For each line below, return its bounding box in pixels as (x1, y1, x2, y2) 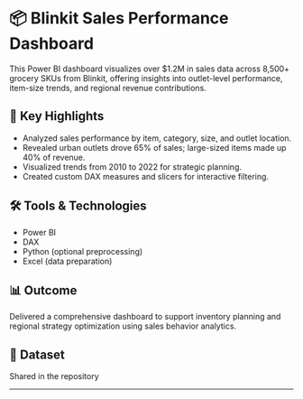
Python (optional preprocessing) (22, 246, 143, 256)
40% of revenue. (22, 152, 86, 162)
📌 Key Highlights (9, 108, 105, 124)
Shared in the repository (9, 371, 99, 382)
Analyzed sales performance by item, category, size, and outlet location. (22, 133, 292, 144)
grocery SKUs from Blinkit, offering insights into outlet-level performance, (9, 72, 283, 83)
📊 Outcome (9, 283, 78, 298)
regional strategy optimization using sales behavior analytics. (9, 320, 237, 331)
